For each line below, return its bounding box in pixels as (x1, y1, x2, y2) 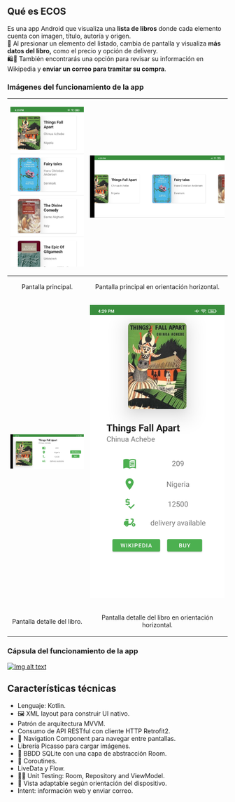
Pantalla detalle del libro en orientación (101, 613, 213, 622)
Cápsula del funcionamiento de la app (7, 646, 138, 656)
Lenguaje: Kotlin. (17, 701, 66, 709)
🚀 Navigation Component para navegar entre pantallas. (17, 734, 176, 742)
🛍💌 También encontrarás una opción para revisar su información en (7, 54, 204, 62)
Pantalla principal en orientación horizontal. (95, 282, 220, 290)
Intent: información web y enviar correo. (17, 786, 134, 795)
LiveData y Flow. (17, 764, 65, 773)
